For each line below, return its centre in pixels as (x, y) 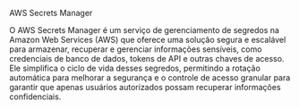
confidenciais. (35, 96)
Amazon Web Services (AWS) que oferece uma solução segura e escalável (148, 40)
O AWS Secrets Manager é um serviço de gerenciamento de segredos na (145, 30)
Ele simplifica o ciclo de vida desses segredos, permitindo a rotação (135, 68)
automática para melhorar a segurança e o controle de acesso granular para (150, 78)
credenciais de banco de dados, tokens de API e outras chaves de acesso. (147, 59)
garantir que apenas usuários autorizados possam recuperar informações (145, 87)
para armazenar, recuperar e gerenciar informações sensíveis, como (136, 49)
